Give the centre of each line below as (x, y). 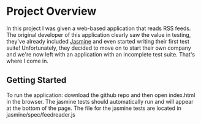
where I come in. (28, 61)
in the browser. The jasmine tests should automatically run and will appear (100, 101)
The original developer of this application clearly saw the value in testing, (99, 34)
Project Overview (51, 11)
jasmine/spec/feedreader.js (41, 114)
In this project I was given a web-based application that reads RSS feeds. (99, 28)
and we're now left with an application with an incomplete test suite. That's (100, 54)
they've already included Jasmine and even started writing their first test (98, 41)
